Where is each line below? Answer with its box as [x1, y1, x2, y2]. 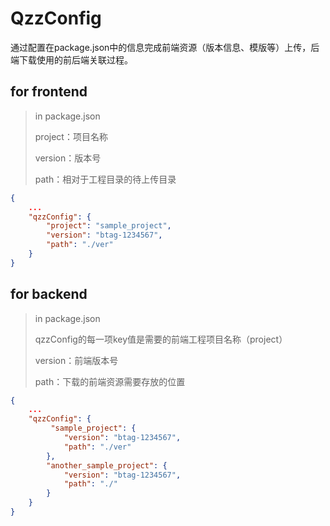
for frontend [10, 83, 88, 101]
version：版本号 [34, 152, 102, 164]
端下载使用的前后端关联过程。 [10, 53, 133, 66]
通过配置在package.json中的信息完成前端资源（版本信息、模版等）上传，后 [10, 41, 320, 53]
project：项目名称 [34, 130, 108, 142]
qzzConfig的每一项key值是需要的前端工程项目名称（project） [34, 333, 288, 345]
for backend [10, 286, 88, 303]
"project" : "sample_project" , [46, 221, 172, 231]
